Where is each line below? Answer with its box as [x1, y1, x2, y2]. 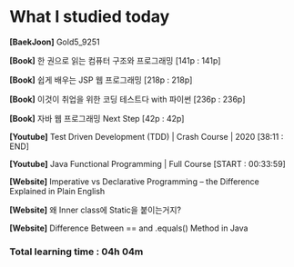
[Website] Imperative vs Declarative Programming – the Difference [9, 175, 259, 187]
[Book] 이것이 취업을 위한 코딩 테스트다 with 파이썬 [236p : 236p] [9, 94, 246, 104]
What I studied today [9, 6, 170, 27]
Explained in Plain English [9, 185, 106, 196]
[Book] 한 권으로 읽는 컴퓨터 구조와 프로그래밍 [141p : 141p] [9, 54, 221, 65]
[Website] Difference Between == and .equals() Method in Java [9, 222, 248, 233]
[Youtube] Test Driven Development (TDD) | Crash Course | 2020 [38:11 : [9, 131, 284, 142]
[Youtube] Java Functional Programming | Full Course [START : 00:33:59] [9, 158, 287, 169]
